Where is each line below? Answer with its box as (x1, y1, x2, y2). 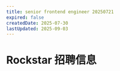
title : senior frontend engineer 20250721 (6, 8, 114, 15)
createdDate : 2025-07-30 (6, 20, 68, 26)
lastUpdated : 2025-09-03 (6, 25, 68, 32)
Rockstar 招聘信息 (6, 54, 97, 67)
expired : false (6, 14, 44, 20)
